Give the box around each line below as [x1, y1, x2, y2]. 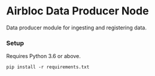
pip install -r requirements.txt [6, 64, 90, 70]
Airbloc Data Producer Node [6, 4, 149, 18]
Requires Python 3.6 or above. [6, 53, 81, 60]
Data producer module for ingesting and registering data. [6, 24, 147, 31]
